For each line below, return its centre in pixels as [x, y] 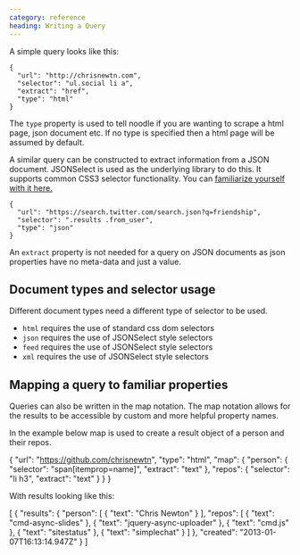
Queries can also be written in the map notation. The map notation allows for [150, 406]
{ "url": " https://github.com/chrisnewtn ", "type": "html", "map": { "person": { [149, 460]
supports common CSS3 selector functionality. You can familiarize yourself [147, 178]
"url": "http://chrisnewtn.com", [79, 75]
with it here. [31, 187]
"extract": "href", [54, 91]
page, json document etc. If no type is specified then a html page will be [142, 133]
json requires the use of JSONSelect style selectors [117, 338]
